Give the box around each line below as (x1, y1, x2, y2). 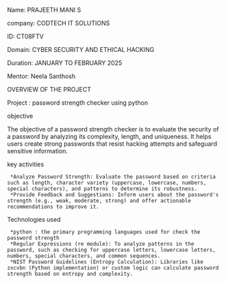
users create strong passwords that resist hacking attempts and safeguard (7, 140, 218, 148)
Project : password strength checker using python (7, 99, 149, 107)
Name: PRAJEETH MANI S (7, 6, 81, 14)
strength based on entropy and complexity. (7, 270, 134, 277)
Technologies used (7, 216, 61, 223)
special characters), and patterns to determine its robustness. (7, 185, 197, 192)
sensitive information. (7, 147, 68, 155)
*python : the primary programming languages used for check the (10, 229, 201, 235)
